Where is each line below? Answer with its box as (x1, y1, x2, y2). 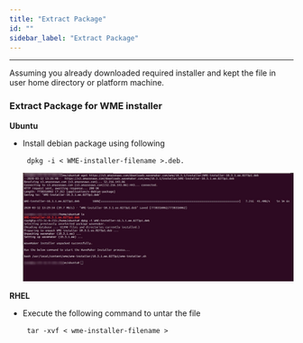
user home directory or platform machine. (9, 77, 165, 88)
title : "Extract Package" (9, 14, 106, 23)
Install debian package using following (22, 138, 165, 149)
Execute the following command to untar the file (22, 308, 201, 319)
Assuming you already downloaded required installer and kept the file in (9, 68, 277, 78)
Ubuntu (9, 120, 39, 131)
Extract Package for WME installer (9, 100, 162, 113)
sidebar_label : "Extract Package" (9, 33, 140, 42)
